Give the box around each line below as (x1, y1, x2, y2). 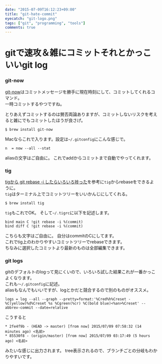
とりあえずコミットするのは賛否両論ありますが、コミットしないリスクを (5, 111, 149, 117)
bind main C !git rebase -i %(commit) (5, 219, 83, 224)
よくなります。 (5, 275, 35, 281)
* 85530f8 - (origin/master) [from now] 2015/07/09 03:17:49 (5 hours (5, 333, 150, 338)
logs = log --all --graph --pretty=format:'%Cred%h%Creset (5, 297, 127, 302)
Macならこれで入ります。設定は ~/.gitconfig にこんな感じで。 (5, 136, 128, 142)
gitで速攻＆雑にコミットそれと (5, 47, 126, 59)
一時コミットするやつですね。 (5, 101, 64, 107)
